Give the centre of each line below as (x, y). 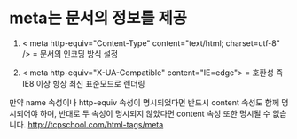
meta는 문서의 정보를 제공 (98, 18)
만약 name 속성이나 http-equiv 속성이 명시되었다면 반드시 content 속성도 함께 (145, 102)
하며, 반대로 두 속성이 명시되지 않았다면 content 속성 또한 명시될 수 (155, 113)
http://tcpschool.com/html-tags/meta (96, 124)
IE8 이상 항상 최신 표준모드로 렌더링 (83, 83)
